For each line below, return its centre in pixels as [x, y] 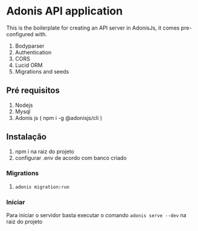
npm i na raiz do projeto [44, 151]
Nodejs [24, 105]
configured [20, 34]
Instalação [27, 137]
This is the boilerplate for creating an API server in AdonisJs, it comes [93, 28]
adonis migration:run [42, 187]
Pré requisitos [33, 91]
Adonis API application [65, 11]
